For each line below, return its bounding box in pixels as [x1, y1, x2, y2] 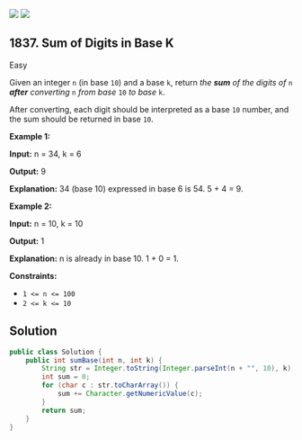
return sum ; [41, 406, 87, 415]
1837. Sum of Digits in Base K [9, 36, 174, 51]
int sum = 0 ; [41, 373, 91, 382]
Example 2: [9, 201, 52, 211]
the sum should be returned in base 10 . [9, 113, 155, 124]
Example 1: [9, 130, 51, 141]
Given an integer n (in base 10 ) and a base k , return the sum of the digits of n [9, 76, 293, 87]
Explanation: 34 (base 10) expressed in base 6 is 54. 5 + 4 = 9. [9, 183, 244, 193]
